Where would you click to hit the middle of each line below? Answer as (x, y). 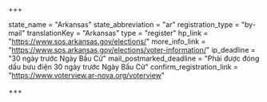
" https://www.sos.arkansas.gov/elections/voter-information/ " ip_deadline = (132, 50)
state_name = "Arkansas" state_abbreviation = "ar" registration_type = (124, 24)
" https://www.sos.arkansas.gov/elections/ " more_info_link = (107, 41)
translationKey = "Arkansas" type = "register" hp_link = (118, 33)
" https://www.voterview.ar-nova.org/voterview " (87, 75)
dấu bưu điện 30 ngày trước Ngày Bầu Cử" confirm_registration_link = (123, 67)
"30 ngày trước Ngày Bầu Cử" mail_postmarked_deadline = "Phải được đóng (134, 58)
